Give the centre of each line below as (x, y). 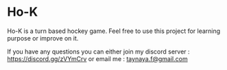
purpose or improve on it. (43, 38)
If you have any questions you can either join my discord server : (98, 51)
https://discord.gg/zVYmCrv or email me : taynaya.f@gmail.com (97, 58)
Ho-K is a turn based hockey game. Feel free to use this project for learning (114, 31)
